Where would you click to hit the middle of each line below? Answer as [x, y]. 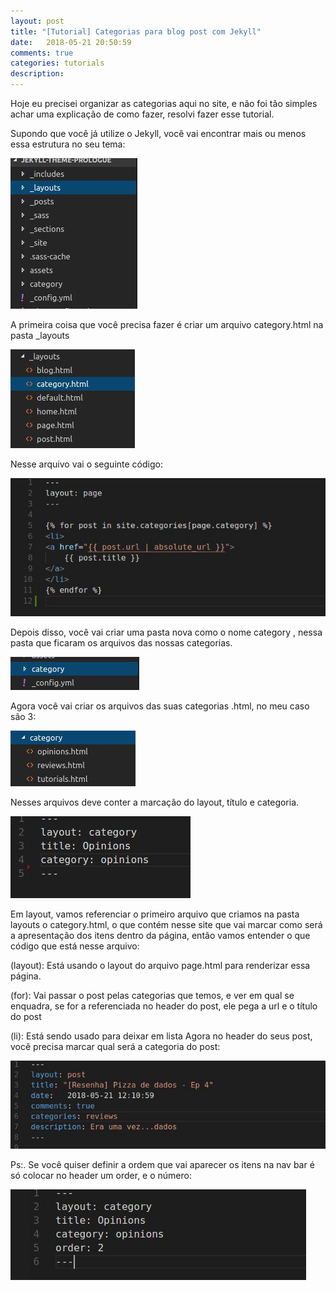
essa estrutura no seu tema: [68, 144]
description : [37, 74]
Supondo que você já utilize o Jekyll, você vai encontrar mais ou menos [158, 133]
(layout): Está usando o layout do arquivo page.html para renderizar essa [160, 966]
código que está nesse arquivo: [75, 946]
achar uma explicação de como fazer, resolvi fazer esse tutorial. [142, 114]
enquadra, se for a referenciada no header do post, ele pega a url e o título [164, 1006]
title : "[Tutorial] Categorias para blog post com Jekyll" [136, 31]
